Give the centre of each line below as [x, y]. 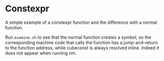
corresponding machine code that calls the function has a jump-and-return [82, 42]
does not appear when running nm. [41, 53]
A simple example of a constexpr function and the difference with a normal [81, 22]
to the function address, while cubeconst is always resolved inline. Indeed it [82, 48]
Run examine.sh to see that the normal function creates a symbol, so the [78, 37]
